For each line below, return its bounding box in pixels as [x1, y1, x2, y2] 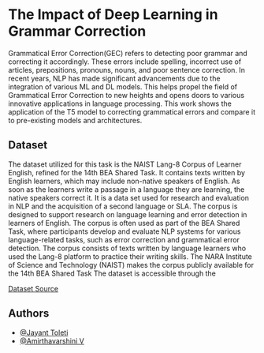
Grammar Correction [8, 22, 147, 40]
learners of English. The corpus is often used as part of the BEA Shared [8, 218, 240, 227]
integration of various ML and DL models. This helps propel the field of [8, 81, 238, 92]
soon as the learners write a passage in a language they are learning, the [8, 184, 245, 194]
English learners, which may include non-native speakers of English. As [8, 176, 240, 186]
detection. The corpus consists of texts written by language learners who [8, 243, 247, 253]
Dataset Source [8, 284, 59, 293]
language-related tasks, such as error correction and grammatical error [8, 235, 240, 244]
